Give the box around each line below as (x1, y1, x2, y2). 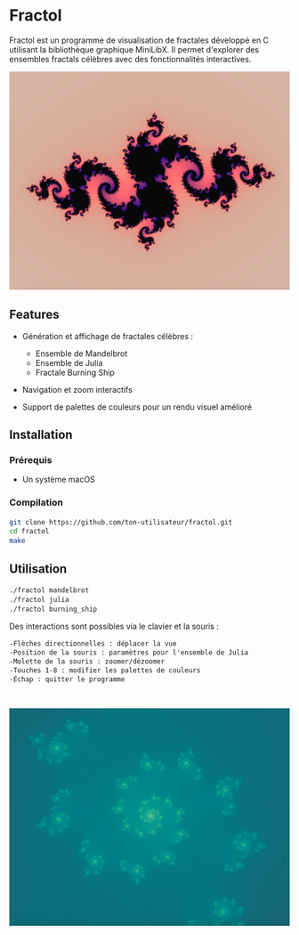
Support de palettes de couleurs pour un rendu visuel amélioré (21, 402, 252, 412)
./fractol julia (9, 595, 69, 604)
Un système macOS (21, 474, 95, 485)
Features (9, 307, 60, 322)
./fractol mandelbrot (9, 585, 90, 595)
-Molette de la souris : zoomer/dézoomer (9, 656, 166, 666)
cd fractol (9, 527, 50, 536)
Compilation (9, 496, 64, 508)
